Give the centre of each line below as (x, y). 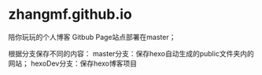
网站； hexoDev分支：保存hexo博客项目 (73, 63)
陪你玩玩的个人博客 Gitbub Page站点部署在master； (92, 37)
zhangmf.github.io (70, 14)
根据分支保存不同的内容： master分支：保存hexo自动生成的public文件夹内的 (131, 53)
